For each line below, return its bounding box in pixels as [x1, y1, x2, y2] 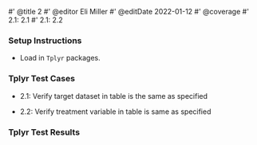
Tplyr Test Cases [8, 73, 76, 84]
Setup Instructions [8, 35, 82, 46]
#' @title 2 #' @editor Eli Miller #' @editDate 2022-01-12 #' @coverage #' [8, 7, 250, 16]
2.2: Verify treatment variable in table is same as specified [19, 107, 212, 116]
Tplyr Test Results [8, 127, 81, 138]
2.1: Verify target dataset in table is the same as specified [19, 91, 208, 100]
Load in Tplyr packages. [19, 53, 101, 63]
